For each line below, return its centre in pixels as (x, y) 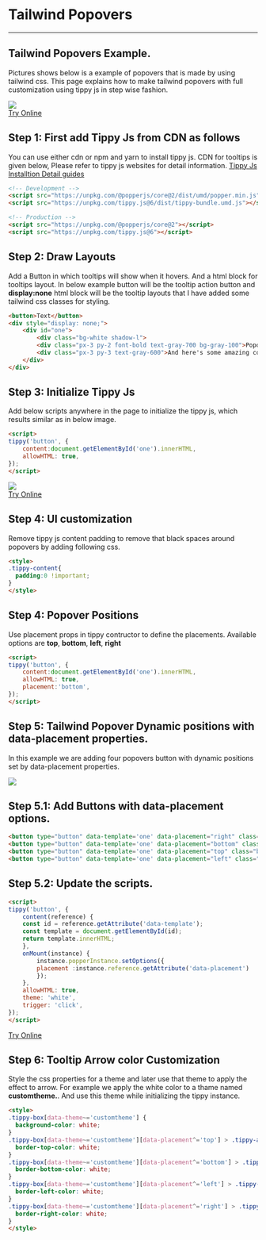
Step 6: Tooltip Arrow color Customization (114, 1060)
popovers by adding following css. (64, 547)
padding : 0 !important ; (53, 576)
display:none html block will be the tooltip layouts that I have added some (129, 293)
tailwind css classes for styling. (59, 301)
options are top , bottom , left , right (65, 643)
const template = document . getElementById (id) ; (102, 931)
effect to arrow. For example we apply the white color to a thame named (125, 1088)
